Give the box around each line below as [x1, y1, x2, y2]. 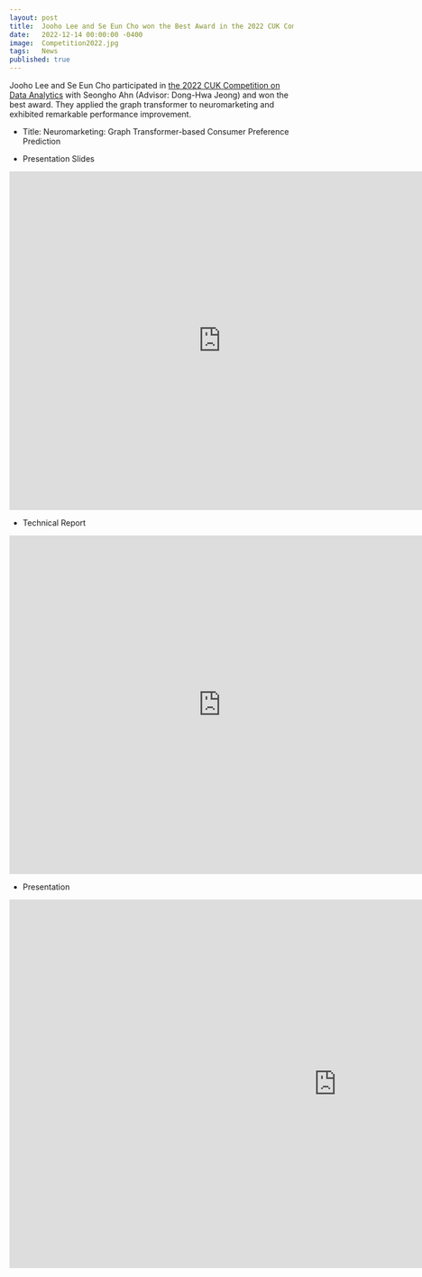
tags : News [9, 47, 59, 56]
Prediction [22, 136, 61, 146]
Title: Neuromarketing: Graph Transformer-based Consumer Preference [22, 126, 289, 136]
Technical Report [22, 517, 87, 528]
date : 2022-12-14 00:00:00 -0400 [9, 30, 143, 39]
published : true [9, 55, 70, 64]
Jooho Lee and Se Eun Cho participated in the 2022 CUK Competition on [9, 80, 280, 90]
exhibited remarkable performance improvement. [9, 109, 192, 119]
